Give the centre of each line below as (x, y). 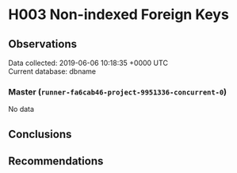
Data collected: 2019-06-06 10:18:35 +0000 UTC (88, 63)
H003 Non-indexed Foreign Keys (119, 15)
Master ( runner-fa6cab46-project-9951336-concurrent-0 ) (118, 91)
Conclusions (40, 134)
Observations (43, 44)
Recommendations (56, 161)
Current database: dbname (52, 71)
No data (21, 110)
